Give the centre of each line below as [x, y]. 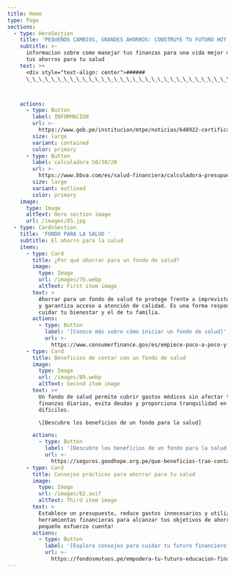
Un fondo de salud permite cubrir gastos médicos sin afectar [131, 396]
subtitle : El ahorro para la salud [72, 240]
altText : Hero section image [68, 214]
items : [29, 247]
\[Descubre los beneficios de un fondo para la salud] [120, 422]
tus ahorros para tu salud [65, 60]
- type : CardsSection [45, 228]
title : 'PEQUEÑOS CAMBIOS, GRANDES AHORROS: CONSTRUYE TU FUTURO [117, 40]
